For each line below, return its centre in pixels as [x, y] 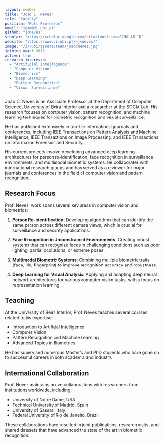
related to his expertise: [29, 318]
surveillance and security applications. [51, 230]
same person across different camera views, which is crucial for [77, 225]
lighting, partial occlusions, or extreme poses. [58, 250]
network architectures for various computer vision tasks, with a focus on [85, 280]
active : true [18, 55]
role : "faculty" [22, 19]
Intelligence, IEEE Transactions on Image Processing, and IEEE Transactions [82, 137]
